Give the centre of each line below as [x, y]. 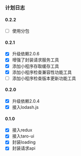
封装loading [24, 142]
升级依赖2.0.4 [26, 101]
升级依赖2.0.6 [26, 54]
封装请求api [24, 148]
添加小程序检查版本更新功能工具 [44, 78]
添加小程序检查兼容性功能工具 [42, 72]
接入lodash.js [25, 107]
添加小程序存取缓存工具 [35, 66]
